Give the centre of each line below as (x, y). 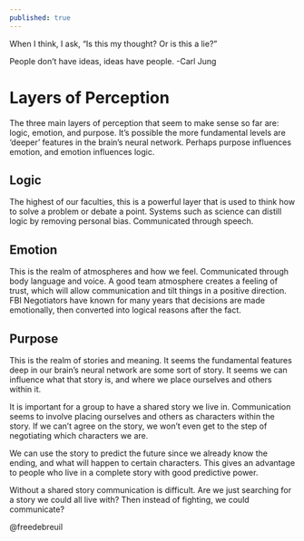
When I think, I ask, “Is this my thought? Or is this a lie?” (113, 43)
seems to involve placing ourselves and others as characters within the (142, 416)
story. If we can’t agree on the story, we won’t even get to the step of (138, 426)
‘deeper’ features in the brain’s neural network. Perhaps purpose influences (151, 142)
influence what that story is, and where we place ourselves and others (141, 380)
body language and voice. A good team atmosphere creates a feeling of (144, 281)
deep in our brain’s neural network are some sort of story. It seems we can (148, 370)
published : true (40, 18)
